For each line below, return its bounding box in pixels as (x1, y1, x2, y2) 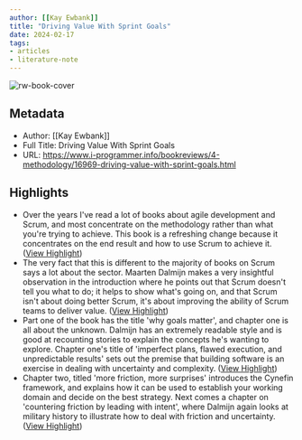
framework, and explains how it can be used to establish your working (22, 381, 284, 393)
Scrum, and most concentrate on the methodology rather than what (22, 219, 273, 229)
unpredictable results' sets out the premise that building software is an (22, 353, 285, 364)
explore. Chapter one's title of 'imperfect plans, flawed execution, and (22, 343, 282, 354)
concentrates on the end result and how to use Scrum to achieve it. (22, 238, 272, 248)
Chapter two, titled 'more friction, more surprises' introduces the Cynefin (22, 372, 294, 383)
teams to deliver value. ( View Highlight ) (22, 304, 169, 316)
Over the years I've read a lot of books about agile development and (22, 209, 276, 220)
